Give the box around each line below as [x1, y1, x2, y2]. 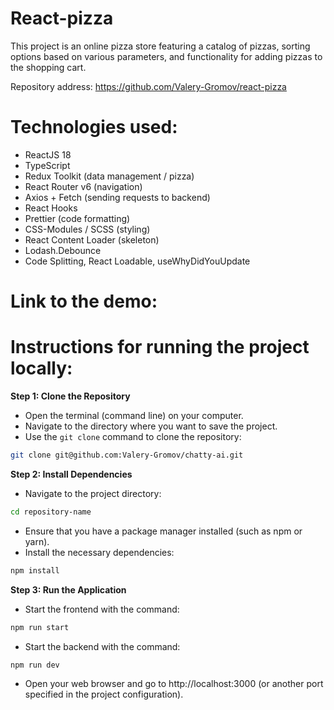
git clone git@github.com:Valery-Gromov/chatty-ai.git [10, 450, 244, 460]
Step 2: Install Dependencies [10, 468, 133, 480]
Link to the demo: [10, 290, 158, 313]
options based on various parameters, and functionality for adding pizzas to [10, 50, 323, 62]
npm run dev [10, 660, 60, 670]
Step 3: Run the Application [10, 583, 127, 596]
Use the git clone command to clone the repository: [24, 431, 242, 442]
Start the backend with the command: [24, 640, 181, 652]
